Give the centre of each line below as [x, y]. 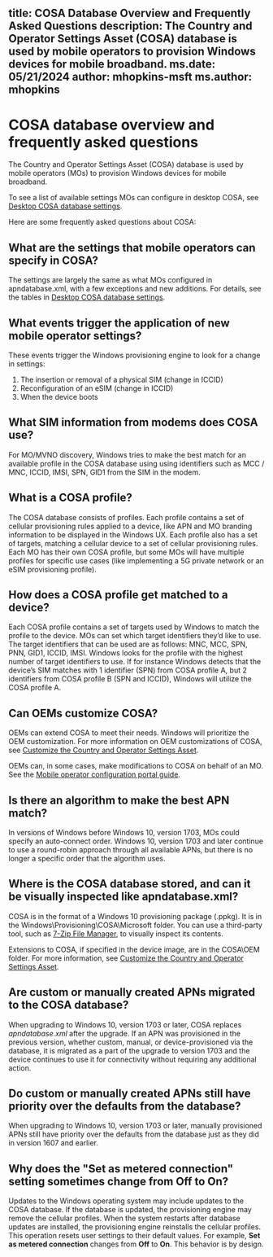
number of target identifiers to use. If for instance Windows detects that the [135, 662]
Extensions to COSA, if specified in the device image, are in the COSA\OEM [134, 949]
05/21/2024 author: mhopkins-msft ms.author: [130, 77]
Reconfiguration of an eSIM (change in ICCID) [97, 388]
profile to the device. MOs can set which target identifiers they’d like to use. [135, 636]
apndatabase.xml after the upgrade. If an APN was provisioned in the [125, 1033]
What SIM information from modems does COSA [133, 423]
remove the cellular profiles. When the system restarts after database [125, 1218]
